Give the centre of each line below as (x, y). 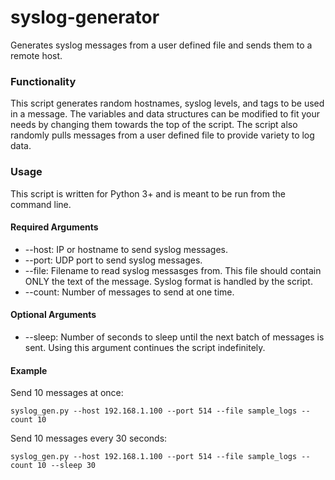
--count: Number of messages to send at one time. (129, 292)
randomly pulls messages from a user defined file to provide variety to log (162, 135)
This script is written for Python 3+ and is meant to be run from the (148, 193)
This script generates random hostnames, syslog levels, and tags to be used (167, 103)
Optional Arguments (53, 315)
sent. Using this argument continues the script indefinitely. (145, 347)
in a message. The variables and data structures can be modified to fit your (165, 114)
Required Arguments (54, 227)
